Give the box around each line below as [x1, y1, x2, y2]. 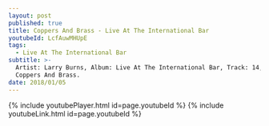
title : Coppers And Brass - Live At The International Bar [8, 26, 210, 34]
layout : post [8, 11, 52, 20]
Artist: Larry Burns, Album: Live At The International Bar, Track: [15, 64, 249, 72]
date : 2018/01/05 [8, 78, 66, 86]
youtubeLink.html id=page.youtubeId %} [8, 108, 143, 118]
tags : [8, 41, 26, 49]
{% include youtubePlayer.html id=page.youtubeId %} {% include [8, 100, 224, 110]
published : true [8, 19, 62, 27]
